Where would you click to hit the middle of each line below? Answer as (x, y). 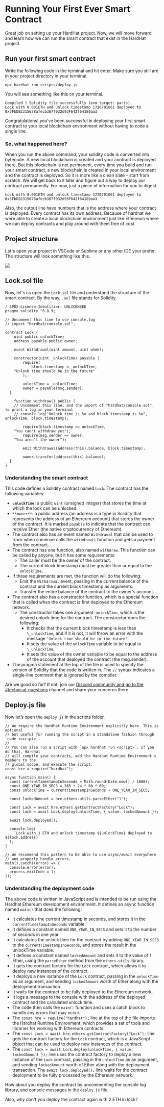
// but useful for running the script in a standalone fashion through (80, 734)
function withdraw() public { (45, 401)
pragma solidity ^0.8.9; (30, 311)
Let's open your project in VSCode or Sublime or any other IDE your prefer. (80, 251)
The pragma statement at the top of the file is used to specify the (78, 664)
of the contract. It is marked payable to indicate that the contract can (81, 524)
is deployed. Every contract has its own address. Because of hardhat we (78, 213)
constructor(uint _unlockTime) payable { (57, 358)
